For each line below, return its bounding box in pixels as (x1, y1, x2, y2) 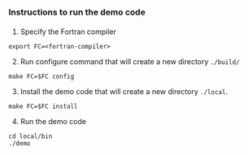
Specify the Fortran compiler (20, 27, 116, 37)
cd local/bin (8, 132, 53, 140)
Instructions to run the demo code (8, 6, 146, 18)
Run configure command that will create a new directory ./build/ (20, 56, 240, 67)
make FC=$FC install (8, 102, 79, 110)
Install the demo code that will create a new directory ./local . (20, 86, 228, 96)
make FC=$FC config (8, 72, 75, 80)
